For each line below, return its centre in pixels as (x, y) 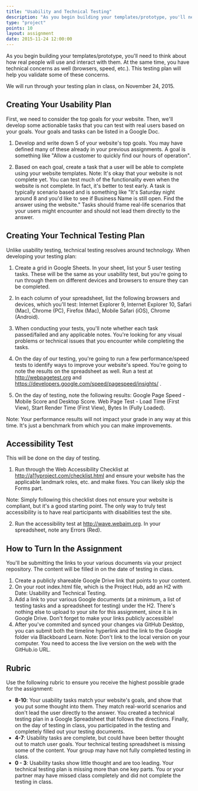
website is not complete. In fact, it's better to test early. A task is (93, 185)
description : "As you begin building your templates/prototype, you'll (96, 17)
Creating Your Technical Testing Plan (76, 236)
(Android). (27, 317)
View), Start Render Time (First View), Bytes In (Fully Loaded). (90, 408)
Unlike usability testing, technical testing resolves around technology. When (98, 250)
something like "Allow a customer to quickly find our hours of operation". (103, 155)
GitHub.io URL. (33, 650)
